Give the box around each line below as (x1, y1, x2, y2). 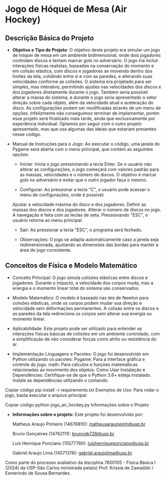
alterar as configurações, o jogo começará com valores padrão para (19, 166, 160, 172)
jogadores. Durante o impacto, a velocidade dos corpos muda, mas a (12, 279, 154, 286)
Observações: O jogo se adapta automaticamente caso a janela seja (19, 237, 159, 242)
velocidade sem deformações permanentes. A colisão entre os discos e (12, 305, 159, 311)
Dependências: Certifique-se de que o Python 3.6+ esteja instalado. (12, 372, 152, 378)
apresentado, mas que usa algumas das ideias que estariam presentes (12, 126, 157, 132)
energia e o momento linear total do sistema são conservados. (12, 285, 140, 291)
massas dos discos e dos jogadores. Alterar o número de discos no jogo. (12, 207, 162, 212)
